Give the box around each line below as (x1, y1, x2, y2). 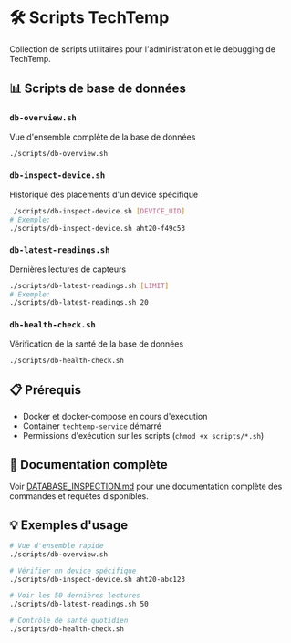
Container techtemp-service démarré (22, 420, 162, 431)
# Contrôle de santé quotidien (9, 617, 129, 626)
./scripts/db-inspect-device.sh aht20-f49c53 (9, 223, 185, 233)
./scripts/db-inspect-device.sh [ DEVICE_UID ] (9, 206, 185, 215)
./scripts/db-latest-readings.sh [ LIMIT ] (9, 281, 170, 290)
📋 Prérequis (9, 382, 82, 398)
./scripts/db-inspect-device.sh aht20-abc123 (9, 575, 185, 584)
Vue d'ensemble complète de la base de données (9, 131, 196, 142)
